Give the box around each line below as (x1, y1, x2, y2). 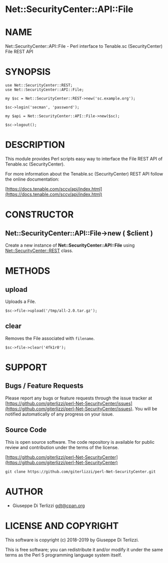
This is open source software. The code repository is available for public (5, 439, 154, 445)
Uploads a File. (5, 298, 36, 304)
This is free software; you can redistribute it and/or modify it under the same (5, 546, 163, 552)
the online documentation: (5, 176, 59, 182)
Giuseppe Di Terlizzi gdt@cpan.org (12, 502, 85, 509)
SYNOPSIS (5, 66, 51, 77)
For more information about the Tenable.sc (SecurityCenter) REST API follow (5, 171, 163, 177)
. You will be (132, 406, 157, 412)
